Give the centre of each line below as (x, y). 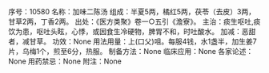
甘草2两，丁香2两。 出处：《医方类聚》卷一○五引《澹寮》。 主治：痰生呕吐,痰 (134, 21)
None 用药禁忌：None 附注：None (65, 61)
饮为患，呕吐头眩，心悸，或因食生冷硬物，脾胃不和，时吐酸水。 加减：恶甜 (132, 31)
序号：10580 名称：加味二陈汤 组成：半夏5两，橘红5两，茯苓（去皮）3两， (132, 12)
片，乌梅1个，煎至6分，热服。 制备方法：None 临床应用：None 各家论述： (131, 51)
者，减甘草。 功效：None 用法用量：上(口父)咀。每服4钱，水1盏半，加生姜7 (133, 41)
